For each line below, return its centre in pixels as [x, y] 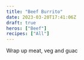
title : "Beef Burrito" [34, 12]
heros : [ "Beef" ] [26, 28]
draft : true [21, 23]
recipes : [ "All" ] [28, 34]
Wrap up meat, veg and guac [42, 50]
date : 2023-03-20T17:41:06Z [41, 17]
